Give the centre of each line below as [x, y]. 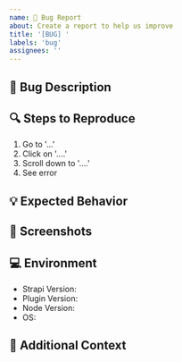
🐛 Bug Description [60, 87]
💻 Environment [53, 263]
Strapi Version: [50, 289]
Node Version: [49, 307]
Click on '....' [45, 154]
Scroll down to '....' [56, 164]
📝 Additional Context [68, 345]
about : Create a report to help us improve [91, 26]
